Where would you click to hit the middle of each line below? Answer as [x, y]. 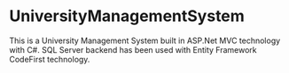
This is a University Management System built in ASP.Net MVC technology [145, 40]
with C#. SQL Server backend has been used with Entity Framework [133, 49]
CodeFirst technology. [50, 59]
